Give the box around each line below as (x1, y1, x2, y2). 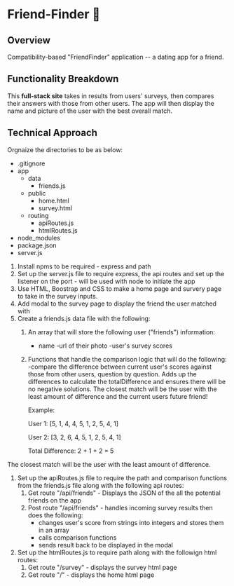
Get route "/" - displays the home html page (27, 571, 155, 579)
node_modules (17, 233, 61, 242)
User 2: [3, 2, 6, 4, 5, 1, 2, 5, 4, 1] (27, 432, 121, 441)
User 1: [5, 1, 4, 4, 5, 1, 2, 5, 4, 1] (27, 419, 119, 428)
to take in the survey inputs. (17, 292, 98, 300)
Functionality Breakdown (7, 73, 119, 85)
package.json (17, 241, 57, 250)
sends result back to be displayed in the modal (38, 540, 174, 549)
